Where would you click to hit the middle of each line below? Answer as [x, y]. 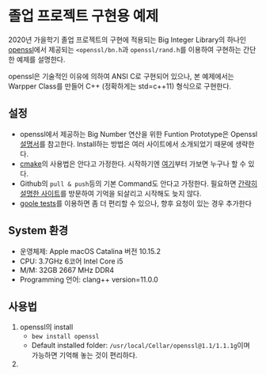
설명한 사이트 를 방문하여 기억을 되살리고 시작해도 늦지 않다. [110, 193]
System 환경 [38, 231]
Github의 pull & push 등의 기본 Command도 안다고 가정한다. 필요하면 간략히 [139, 184]
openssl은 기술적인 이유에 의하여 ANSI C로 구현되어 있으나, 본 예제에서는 [122, 76]
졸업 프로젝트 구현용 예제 [84, 16]
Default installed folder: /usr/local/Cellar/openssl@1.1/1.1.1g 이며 [141, 346]
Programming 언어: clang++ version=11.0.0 [89, 279]
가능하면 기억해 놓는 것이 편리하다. [84, 355]
